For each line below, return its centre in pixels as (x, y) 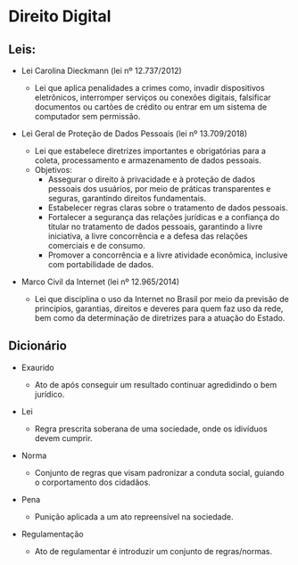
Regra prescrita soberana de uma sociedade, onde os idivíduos (151, 429)
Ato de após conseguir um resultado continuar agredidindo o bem (156, 384)
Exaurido (37, 367)
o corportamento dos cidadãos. (92, 482)
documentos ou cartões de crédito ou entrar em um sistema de (151, 107)
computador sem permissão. (87, 116)
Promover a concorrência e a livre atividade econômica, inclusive (168, 255)
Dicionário (38, 346)
